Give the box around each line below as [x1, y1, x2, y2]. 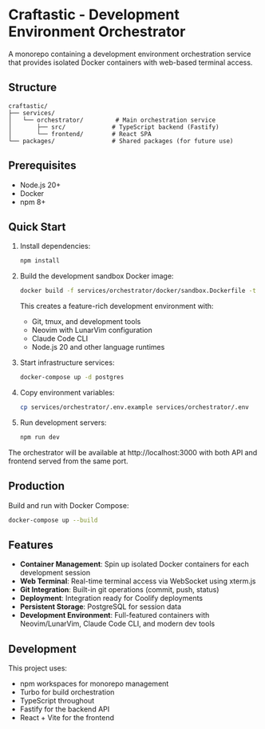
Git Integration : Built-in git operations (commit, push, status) [19, 585, 220, 595]
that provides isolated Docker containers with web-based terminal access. [8, 58, 253, 67]
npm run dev [19, 433, 60, 441]
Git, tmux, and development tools [31, 317, 141, 326]
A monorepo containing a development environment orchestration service [8, 49, 251, 58]
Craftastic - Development [8, 6, 180, 24]
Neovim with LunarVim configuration [31, 326, 153, 335]
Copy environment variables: [19, 388, 115, 397]
